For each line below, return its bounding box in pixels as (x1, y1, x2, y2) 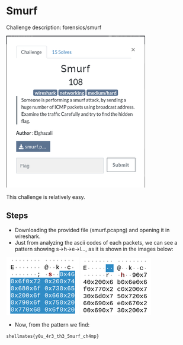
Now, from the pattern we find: (14, 321, 90, 328)
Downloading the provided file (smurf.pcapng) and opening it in (14, 226, 170, 233)
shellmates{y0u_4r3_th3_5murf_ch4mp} (6, 333, 99, 339)
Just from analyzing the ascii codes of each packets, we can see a (14, 239, 178, 246)
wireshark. (14, 233, 41, 240)
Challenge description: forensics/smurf (6, 24, 102, 31)
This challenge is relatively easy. (6, 193, 86, 200)
